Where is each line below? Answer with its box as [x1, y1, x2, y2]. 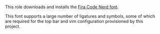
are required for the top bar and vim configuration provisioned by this [5, 19, 144, 24]
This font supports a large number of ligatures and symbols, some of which [5, 13, 156, 19]
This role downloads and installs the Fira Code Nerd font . [5, 4, 119, 10]
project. [5, 23, 21, 29]
